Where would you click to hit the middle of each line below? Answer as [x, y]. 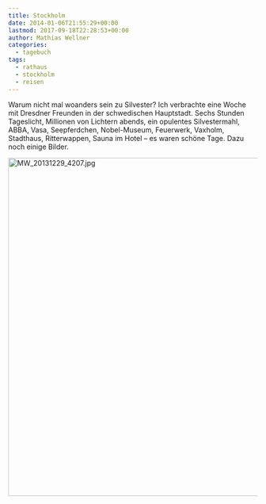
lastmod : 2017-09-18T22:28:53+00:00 [68, 30]
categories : [28, 45]
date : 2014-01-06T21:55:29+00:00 [63, 23]
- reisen [30, 82]
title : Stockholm [37, 15]
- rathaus [31, 67]
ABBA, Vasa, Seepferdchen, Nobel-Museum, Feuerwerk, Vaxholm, [116, 130]
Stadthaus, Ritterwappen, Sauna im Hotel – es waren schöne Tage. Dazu [126, 138]
